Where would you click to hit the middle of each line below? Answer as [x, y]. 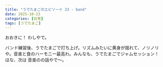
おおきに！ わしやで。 [27, 37]
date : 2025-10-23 [23, 14]
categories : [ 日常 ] [24, 18]
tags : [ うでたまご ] [23, 23]
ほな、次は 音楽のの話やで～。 [36, 60]
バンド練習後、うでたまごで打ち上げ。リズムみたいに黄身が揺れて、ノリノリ [82, 48]
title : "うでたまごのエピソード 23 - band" [46, 9]
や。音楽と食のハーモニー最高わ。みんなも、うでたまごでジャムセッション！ [82, 54]
